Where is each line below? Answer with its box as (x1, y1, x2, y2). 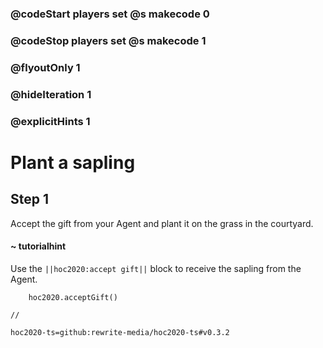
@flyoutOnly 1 (10, 60, 81, 74)
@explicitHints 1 (10, 114, 91, 128)
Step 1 (10, 191, 50, 208)
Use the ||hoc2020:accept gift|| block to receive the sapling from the (10, 262, 302, 274)
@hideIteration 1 (10, 87, 92, 101)
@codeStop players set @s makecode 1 (10, 33, 207, 47)
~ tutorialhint (10, 240, 67, 252)
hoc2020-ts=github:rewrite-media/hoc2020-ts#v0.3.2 (10, 327, 230, 337)
